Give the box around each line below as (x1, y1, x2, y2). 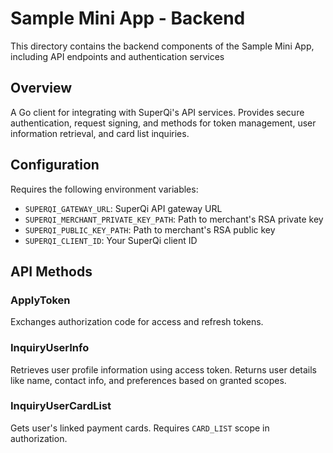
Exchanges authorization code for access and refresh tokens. (10, 316, 264, 328)
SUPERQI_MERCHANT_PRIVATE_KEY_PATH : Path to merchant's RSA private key (24, 213, 324, 225)
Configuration (10, 157, 100, 174)
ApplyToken (10, 293, 71, 307)
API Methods (10, 263, 93, 280)
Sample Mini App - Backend (10, 7, 246, 30)
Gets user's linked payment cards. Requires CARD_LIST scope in (10, 422, 270, 434)
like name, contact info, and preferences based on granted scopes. (10, 374, 287, 386)
